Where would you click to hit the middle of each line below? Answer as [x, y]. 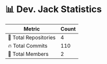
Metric [32, 29]
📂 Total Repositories [32, 37]
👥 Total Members [28, 54]
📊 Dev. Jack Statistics [53, 9]
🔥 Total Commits [28, 46]
